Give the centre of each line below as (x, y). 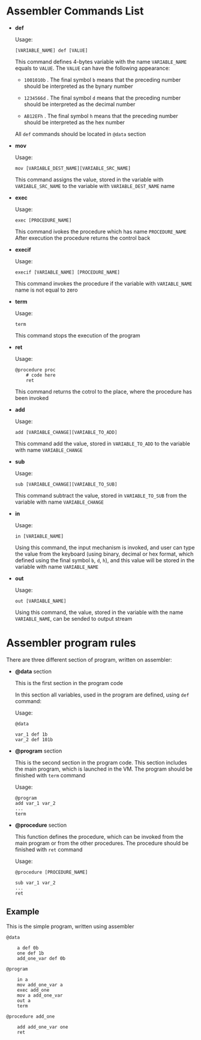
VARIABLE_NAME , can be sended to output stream (73, 618)
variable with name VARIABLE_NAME (57, 566)
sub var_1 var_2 (35, 883)
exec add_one (33, 990)
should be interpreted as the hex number (74, 122)
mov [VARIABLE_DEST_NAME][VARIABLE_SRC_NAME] (73, 168)
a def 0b (28, 948)
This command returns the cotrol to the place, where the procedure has (103, 391)
